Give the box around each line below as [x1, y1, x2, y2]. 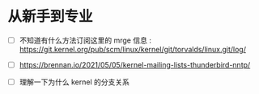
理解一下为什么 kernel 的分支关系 [19, 77, 130, 87]
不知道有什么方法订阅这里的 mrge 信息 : [19, 35, 151, 45]
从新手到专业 [7, 7, 94, 26]
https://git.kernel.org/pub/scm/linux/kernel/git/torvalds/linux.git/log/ [19, 45, 246, 54]
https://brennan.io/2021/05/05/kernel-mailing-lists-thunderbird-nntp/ [19, 60, 251, 69]
